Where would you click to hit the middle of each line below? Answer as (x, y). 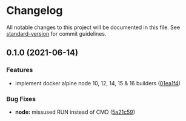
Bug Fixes (21, 99)
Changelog (35, 11)
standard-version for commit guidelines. (56, 33)
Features (20, 70)
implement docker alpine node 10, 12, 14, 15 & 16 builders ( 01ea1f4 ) (98, 83)
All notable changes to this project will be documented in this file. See (93, 27)
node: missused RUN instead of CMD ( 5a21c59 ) (75, 112)
